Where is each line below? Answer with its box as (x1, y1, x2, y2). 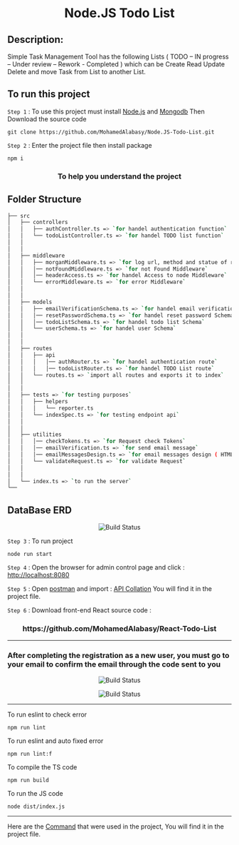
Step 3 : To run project (7, 537, 73, 545)
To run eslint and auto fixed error (7, 737, 104, 745)
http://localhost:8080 (7, 571, 70, 580)
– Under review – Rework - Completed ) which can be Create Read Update (7, 60, 225, 69)
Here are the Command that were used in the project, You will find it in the (7, 822, 224, 831)
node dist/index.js (7, 803, 65, 810)
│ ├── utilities (7, 431, 62, 438)
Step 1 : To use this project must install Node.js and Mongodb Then (7, 107, 205, 116)
